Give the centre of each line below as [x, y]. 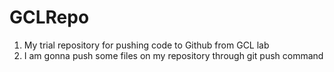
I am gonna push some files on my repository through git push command [173, 55]
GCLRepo [49, 17]
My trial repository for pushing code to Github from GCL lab [146, 45]
